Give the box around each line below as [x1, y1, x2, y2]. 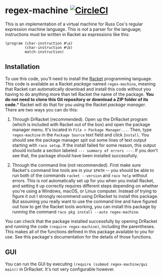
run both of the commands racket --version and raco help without [12, 172, 147, 178]
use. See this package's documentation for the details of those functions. [5, 234, 152, 239]
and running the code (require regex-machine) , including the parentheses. [5, 223, 155, 229]
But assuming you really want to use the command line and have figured [12, 198, 157, 204]
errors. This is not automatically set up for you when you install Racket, [12, 177, 155, 183]
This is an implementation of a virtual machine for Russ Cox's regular [5, 21, 144, 27]
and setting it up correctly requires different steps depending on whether [12, 183, 159, 189]
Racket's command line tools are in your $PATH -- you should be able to [12, 167, 154, 173]
